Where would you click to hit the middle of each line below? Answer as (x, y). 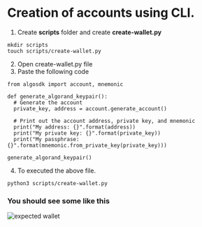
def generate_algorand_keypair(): (58, 96)
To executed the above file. (57, 170)
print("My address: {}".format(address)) (75, 127)
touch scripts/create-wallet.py (54, 51)
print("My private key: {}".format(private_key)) (87, 133)
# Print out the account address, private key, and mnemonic (104, 121)
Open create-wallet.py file (55, 64)
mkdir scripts (28, 45)
